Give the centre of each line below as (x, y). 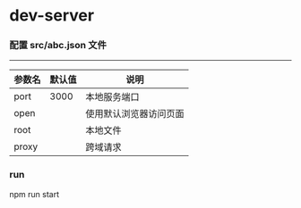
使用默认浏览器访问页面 (135, 114)
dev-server (52, 16)
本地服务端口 (113, 97)
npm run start (34, 194)
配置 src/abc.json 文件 (58, 46)
